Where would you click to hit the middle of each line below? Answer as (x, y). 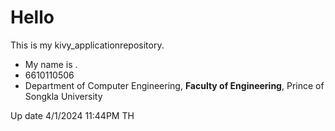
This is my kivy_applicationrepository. (87, 45)
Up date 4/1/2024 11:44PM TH (72, 115)
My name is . (51, 64)
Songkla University (63, 96)
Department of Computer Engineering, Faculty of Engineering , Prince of (174, 85)
